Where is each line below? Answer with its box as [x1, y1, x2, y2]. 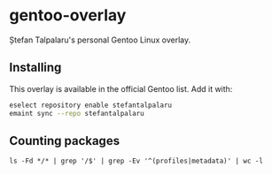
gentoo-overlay [9, 5, 127, 26]
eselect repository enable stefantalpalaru [9, 101, 173, 110]
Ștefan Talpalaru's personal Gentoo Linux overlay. [9, 34, 191, 45]
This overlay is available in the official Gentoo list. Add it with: [9, 83, 233, 94]
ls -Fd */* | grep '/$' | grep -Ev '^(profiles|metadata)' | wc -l [9, 156, 264, 166]
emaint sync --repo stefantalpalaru [9, 109, 144, 117]
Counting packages [9, 133, 120, 148]
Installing [9, 60, 62, 75]
